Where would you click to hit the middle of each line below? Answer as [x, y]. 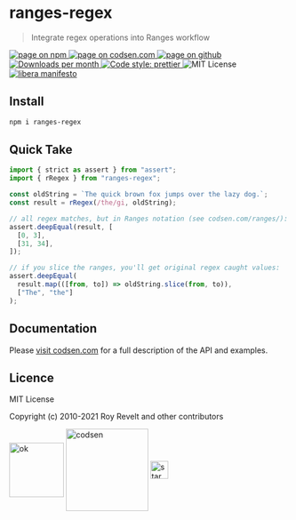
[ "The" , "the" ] [45, 292]
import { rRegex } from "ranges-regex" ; [85, 179]
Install [27, 102]
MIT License [32, 399]
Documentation [53, 328]
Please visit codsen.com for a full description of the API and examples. [139, 350]
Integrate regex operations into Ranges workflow [120, 37]
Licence [32, 377]
